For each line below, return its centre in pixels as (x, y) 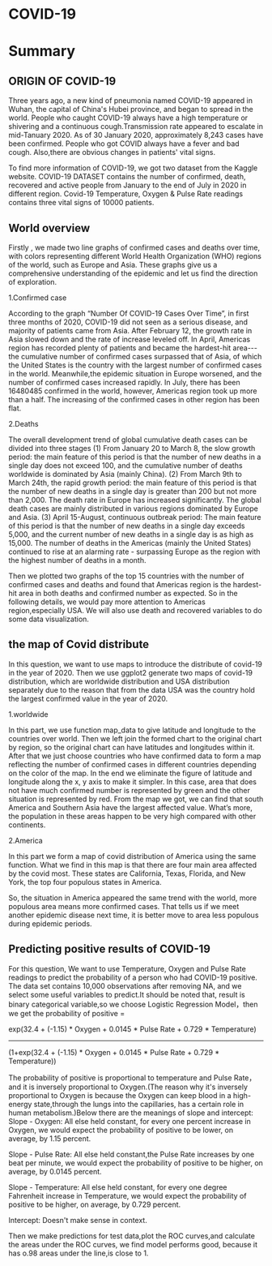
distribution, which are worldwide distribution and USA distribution (119, 681)
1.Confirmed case (38, 298)
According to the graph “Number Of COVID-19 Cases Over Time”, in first (129, 313)
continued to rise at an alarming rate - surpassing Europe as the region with (134, 551)
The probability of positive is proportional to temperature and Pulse (120, 1077)
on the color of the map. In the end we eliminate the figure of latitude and (130, 773)
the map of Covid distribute (79, 644)
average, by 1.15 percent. (50, 1138)
